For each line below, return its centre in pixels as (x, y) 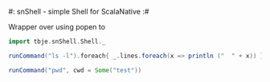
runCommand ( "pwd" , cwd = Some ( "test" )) (75, 70)
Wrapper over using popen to (57, 27)
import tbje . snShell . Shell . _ (57, 41)
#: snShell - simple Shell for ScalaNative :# (79, 12)
